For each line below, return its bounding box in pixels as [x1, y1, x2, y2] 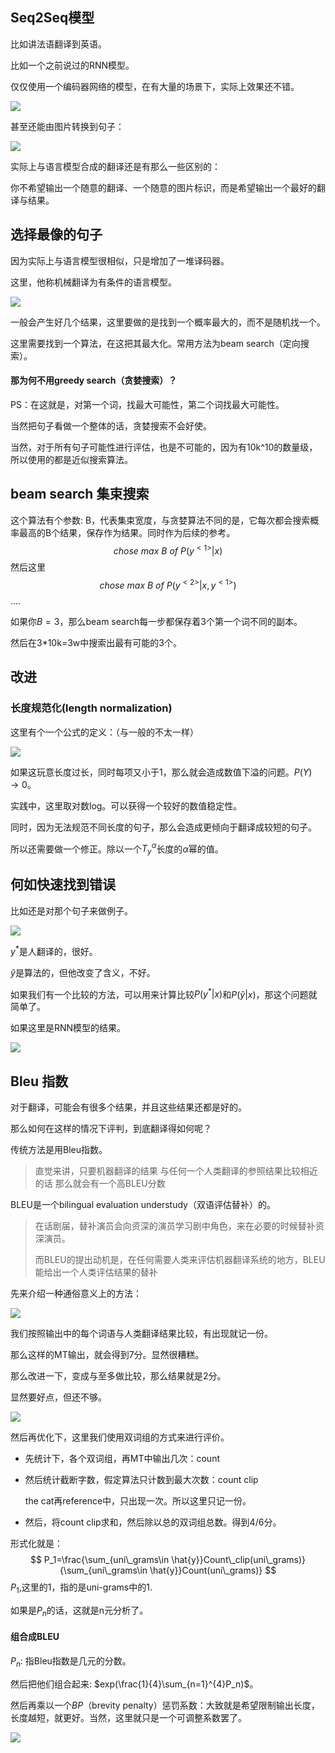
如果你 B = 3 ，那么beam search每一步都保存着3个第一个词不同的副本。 [10, 615, 303, 627]
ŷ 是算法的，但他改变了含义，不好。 [10, 966, 156, 978]
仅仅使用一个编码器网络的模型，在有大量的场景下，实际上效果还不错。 [10, 80, 300, 92]
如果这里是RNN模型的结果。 [10, 1022, 127, 1034]
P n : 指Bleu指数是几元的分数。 [10, 1654, 132, 1669]
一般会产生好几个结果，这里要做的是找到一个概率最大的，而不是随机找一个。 [10, 316, 326, 328]
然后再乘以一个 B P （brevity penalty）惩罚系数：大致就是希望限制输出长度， [10, 1699, 320, 1711]
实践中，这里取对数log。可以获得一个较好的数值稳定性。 [10, 799, 243, 812]
